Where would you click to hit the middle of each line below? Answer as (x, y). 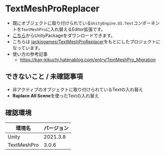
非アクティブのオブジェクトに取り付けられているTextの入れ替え (78, 89)
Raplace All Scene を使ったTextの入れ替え (56, 95)
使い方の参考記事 (30, 54)
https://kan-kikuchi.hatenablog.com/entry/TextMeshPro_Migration (88, 60)
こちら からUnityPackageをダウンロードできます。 (64, 35)
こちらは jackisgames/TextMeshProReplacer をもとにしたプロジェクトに (86, 41)
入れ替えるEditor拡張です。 (78, 29)
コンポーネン (147, 23)
